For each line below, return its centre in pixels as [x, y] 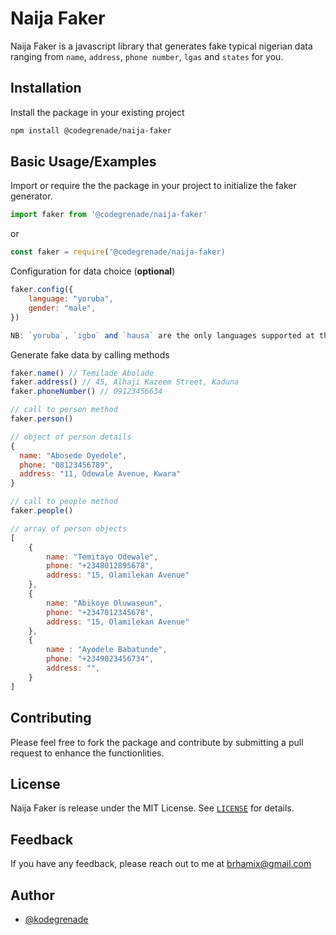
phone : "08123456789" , [66, 465]
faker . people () [42, 511]
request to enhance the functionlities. [87, 753]
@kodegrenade [56, 919]
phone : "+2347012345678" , [100, 612]
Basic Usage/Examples [83, 162]
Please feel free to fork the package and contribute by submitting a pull [157, 742]
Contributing [51, 718]
